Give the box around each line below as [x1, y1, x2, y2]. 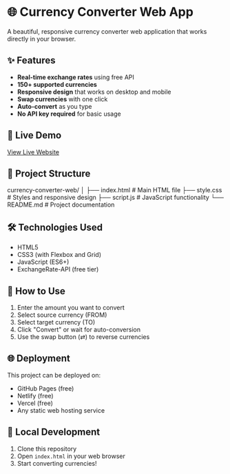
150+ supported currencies [17, 80, 98, 88]
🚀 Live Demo [7, 130, 62, 141]
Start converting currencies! [17, 459, 97, 467]
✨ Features [7, 54, 56, 66]
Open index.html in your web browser [17, 452, 125, 460]
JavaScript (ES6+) [17, 258, 70, 266]
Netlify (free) [17, 391, 54, 400]
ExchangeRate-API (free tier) [17, 265, 99, 274]
